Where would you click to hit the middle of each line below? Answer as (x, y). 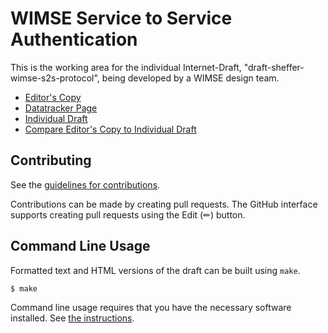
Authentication (74, 39)
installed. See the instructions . (72, 318)
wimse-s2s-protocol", (55, 78)
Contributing (51, 160)
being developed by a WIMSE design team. (190, 78)
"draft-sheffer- (274, 67)
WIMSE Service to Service (121, 18)
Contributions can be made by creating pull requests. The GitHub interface (164, 204)
